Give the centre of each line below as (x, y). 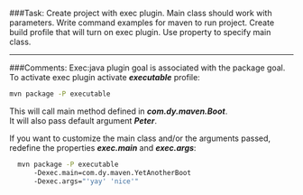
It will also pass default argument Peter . (83, 120)
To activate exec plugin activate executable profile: (105, 77)
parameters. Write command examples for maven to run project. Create (142, 23)
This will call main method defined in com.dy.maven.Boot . (119, 111)
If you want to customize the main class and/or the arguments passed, (140, 138)
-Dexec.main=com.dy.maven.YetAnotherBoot (112, 172)
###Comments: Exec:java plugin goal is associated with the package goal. (147, 68)
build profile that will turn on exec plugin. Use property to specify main (140, 32)
